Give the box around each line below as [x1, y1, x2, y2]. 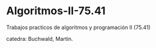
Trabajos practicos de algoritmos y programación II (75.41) [6, 24, 151, 31]
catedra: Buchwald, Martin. [6, 35, 73, 42]
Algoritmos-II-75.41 [6, 4, 106, 18]
